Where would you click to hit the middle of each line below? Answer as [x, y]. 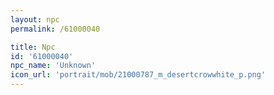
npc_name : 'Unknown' [53, 66]
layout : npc [35, 19]
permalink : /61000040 [55, 29]
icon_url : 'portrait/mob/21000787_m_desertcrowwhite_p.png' [138, 75]
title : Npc [33, 47]
